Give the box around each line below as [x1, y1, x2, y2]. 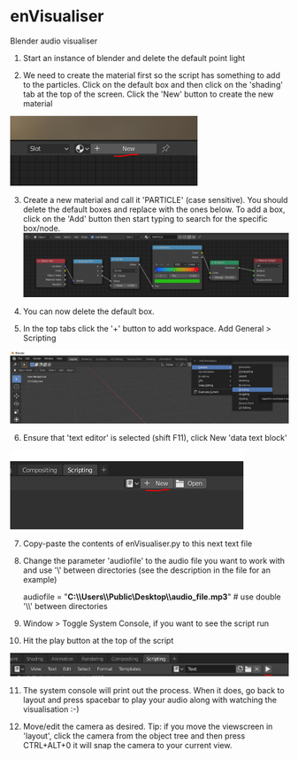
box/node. [22, 223, 61, 233]
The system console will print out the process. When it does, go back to [22, 685, 286, 696]
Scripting [22, 333, 57, 343]
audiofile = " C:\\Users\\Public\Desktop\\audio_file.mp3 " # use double [22, 591, 281, 602]
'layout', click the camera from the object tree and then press [22, 731, 246, 741]
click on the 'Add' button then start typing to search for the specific [22, 213, 268, 223]
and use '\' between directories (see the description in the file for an [22, 565, 271, 575]
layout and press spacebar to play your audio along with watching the [22, 694, 278, 706]
